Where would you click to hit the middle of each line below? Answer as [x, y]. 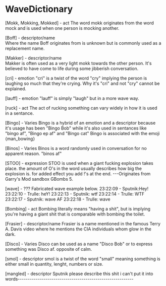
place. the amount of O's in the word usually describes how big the [74, 168]
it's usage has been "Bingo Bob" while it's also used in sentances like [76, 128]
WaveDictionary [39, 9]
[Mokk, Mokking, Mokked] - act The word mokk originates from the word [80, 23]
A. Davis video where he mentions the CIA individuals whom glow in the [78, 229]
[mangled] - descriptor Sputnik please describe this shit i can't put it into [79, 274]
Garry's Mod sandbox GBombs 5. [39, 179]
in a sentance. [20, 113]
